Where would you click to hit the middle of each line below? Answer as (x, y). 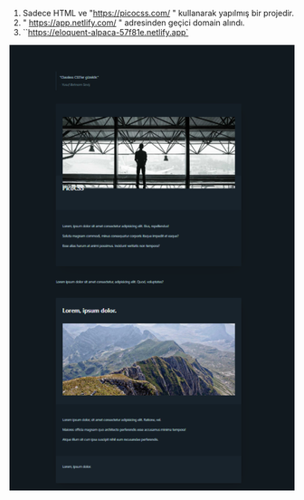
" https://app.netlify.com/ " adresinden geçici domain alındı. (133, 23)
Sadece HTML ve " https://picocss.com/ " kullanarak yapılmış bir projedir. (158, 13)
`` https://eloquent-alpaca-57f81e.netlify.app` (105, 32)
